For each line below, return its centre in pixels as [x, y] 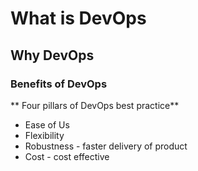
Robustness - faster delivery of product [106, 146]
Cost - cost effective [67, 156]
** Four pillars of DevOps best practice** [95, 105]
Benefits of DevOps [59, 84]
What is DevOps [78, 18]
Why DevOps [52, 55]
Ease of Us [47, 124]
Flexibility [44, 135]
